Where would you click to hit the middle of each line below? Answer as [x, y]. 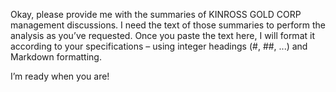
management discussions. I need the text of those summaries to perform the [168, 25]
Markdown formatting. [56, 57]
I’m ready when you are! [60, 76]
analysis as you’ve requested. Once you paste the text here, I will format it [162, 35]
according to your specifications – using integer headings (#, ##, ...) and [159, 46]
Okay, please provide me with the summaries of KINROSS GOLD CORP [156, 14]
